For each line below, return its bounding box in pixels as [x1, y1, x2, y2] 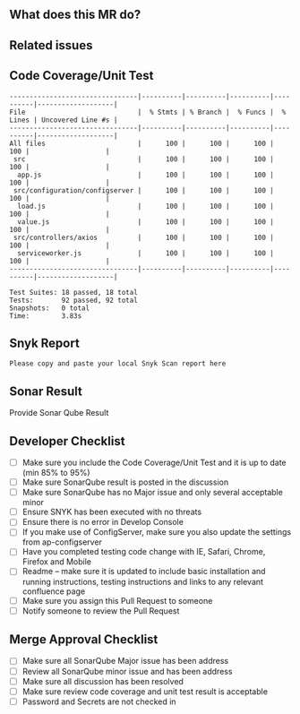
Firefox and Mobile [21, 556, 92, 567]
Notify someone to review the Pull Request [21, 605, 180, 616]
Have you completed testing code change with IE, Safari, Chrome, [21, 546, 266, 557]
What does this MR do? [9, 7, 141, 22]
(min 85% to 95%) [21, 468, 91, 478]
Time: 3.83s [9, 311, 82, 321]
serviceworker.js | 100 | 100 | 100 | [17, 248, 275, 258]
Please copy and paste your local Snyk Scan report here [9, 359, 227, 368]
